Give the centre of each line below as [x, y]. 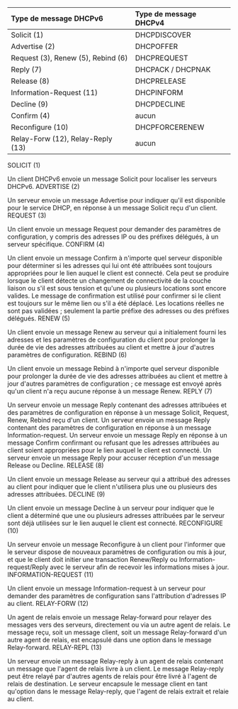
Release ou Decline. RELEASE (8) [56, 465]
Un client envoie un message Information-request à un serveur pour [107, 588]
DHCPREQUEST [161, 58]
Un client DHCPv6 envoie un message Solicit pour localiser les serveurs [112, 179]
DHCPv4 [150, 23]
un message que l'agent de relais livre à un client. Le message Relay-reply [116, 669]
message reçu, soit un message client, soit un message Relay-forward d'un [117, 632]
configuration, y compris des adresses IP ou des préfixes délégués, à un [113, 237]
